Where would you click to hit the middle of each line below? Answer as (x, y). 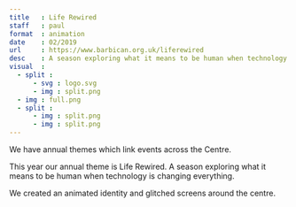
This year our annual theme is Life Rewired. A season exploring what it (137, 166)
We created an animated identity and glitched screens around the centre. (143, 193)
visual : (27, 67)
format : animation (47, 34)
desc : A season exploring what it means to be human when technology (148, 58)
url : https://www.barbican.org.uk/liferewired (106, 50)
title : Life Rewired (53, 17)
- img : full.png (49, 100)
